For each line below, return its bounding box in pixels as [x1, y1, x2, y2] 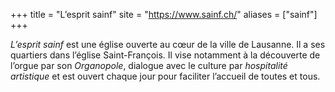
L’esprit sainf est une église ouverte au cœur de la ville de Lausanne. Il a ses [10, 39, 326, 50]
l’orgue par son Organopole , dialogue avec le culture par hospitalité [10, 60, 288, 71]
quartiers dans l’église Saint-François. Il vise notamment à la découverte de [10, 49, 321, 61]
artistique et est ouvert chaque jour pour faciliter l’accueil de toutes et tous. [10, 70, 321, 82]
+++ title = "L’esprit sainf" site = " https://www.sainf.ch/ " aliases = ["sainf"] [10, 9, 318, 20]
